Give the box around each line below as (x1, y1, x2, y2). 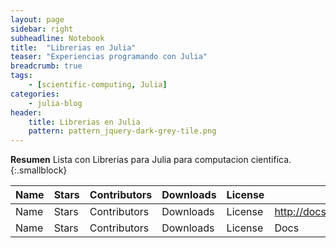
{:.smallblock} (10, 164, 68, 176)
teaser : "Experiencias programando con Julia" (10, 52, 208, 62)
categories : (10, 89, 60, 99)
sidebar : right (10, 24, 74, 34)
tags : (10, 71, 33, 81)
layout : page (10, 14, 65, 25)
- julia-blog (28, 98, 83, 108)
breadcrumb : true (10, 61, 83, 71)
